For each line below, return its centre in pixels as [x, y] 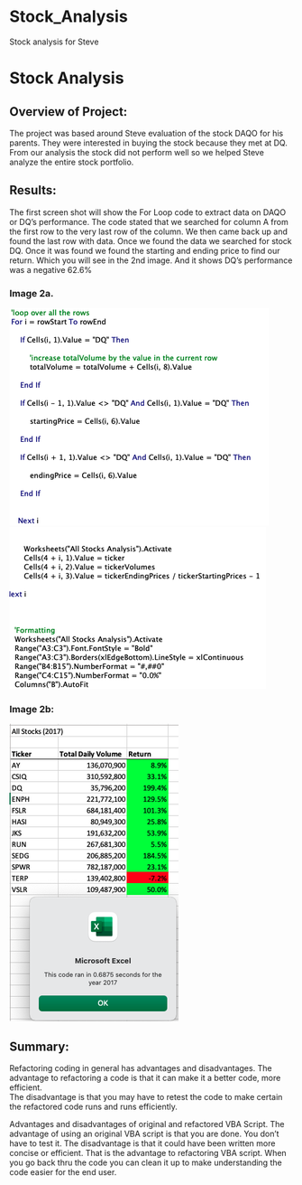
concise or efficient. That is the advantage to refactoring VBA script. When [148, 1153]
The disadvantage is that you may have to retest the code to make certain [146, 1097]
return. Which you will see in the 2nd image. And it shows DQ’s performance [151, 260]
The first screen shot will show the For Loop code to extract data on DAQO [148, 212]
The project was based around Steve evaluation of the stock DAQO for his [146, 133]
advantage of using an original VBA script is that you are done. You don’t [144, 1134]
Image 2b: [32, 709]
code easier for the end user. [63, 1172]
